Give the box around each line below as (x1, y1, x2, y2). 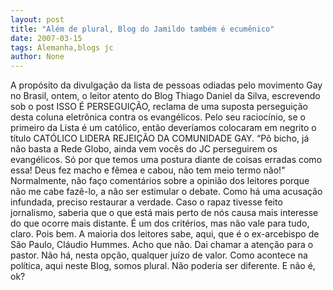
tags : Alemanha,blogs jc (10, 42, 114, 53)
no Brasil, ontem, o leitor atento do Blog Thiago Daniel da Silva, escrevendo (10, 90, 321, 102)
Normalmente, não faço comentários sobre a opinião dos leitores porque (10, 175, 310, 187)
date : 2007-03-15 (10, 33, 83, 43)
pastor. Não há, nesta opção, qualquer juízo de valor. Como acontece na (10, 249, 308, 261)
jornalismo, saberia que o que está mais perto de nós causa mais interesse (10, 207, 319, 219)
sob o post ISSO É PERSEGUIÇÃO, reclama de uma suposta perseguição (10, 101, 308, 113)
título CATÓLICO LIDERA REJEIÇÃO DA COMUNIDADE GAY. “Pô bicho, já (10, 132, 310, 145)
